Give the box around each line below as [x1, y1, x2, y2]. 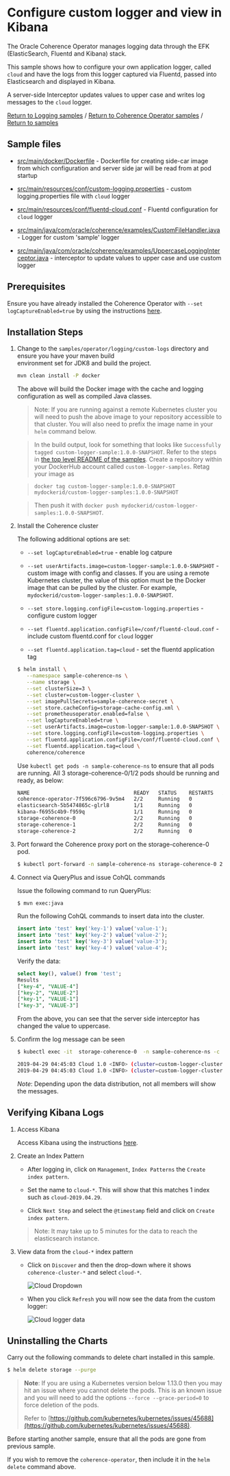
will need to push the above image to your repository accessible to [34, 413, 222, 421]
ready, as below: [16, 776, 64, 784]
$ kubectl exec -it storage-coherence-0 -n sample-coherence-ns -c [16, 1049, 220, 1056]
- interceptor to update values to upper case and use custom [50, 253, 222, 262]
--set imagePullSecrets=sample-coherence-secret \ [26, 698, 174, 705]
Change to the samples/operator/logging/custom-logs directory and [16, 345, 209, 353]
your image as [34, 470, 75, 478]
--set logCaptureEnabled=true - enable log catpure [27, 548, 172, 557]
